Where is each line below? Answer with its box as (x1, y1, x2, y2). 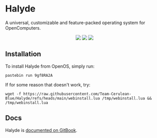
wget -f (5, 91, 22, 96)
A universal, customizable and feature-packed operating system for (5, 20, 145, 26)
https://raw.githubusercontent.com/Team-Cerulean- (23, 91, 132, 96)
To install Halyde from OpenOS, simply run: (5, 63, 95, 69)
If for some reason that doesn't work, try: (5, 81, 91, 88)
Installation (5, 50, 41, 58)
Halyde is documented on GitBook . (5, 127, 77, 133)
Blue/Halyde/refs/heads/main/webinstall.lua (5, 96, 100, 101)
